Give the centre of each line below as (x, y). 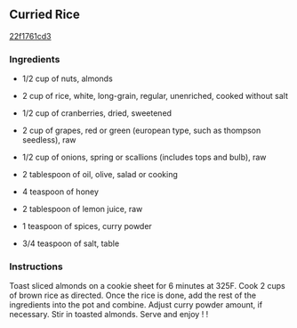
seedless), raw (49, 140)
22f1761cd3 (30, 36)
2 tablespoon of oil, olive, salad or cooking (100, 175)
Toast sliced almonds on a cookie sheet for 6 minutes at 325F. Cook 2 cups (148, 286)
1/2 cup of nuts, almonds (67, 78)
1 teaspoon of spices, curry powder (87, 226)
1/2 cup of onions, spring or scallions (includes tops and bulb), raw (144, 157)
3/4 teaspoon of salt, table (71, 243)
